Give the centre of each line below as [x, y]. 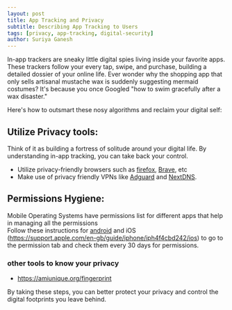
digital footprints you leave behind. [57, 300]
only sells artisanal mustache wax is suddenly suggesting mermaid [103, 82]
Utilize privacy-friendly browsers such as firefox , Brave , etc [102, 169]
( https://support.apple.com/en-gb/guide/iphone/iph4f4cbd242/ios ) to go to [115, 238]
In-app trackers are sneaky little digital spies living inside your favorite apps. [116, 59]
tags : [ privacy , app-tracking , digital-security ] [81, 33]
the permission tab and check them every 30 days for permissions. [103, 245]
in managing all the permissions [53, 223]
